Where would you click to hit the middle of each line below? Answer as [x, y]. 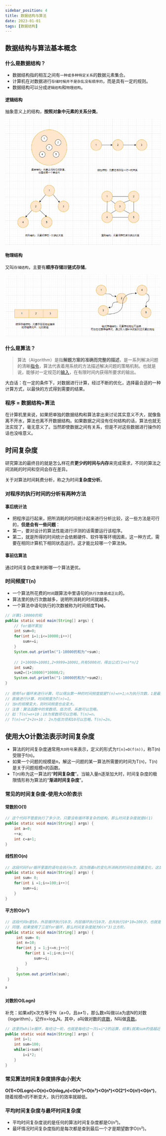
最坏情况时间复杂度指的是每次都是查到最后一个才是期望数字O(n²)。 [81, 1129]
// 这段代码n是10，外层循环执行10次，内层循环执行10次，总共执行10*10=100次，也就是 [83, 922]
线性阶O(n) [17, 856]
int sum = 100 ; [27, 1045]
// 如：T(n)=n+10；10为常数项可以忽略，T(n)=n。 [51, 714]
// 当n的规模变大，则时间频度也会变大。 [41, 704]
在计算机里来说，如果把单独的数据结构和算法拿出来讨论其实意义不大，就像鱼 [83, 415]
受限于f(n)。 [25, 755]
